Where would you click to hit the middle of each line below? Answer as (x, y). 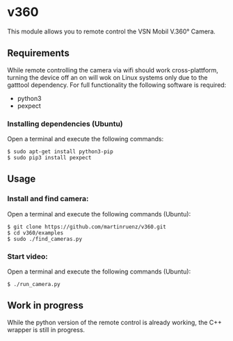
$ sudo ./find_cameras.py (45, 239)
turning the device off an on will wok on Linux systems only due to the (107, 77)
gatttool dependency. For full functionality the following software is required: (117, 85)
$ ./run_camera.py (34, 285)
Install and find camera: (48, 199)
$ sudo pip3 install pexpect (49, 158)
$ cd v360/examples (35, 233)
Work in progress (45, 306)
